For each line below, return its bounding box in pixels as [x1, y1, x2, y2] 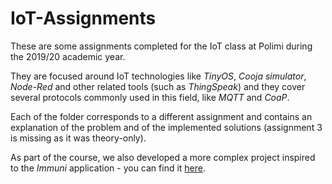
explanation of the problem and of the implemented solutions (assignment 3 [10, 121, 323, 133]
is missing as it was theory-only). [10, 132, 147, 144]
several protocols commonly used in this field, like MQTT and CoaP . [10, 91, 290, 103]
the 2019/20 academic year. [10, 50, 126, 62]
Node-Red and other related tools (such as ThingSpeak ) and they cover [10, 80, 306, 92]
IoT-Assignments [10, 7, 157, 30]
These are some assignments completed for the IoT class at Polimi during [10, 40, 313, 52]
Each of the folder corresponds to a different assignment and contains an [10, 110, 313, 122]
